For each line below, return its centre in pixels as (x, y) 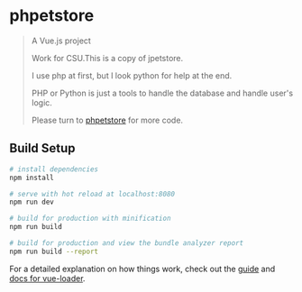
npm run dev (32, 202)
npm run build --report (54, 251)
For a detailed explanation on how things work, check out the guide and (142, 269)
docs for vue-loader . (47, 278)
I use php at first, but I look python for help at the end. (132, 75)
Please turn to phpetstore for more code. (107, 120)
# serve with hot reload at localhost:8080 (92, 194)
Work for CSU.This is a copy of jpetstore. (107, 58)
